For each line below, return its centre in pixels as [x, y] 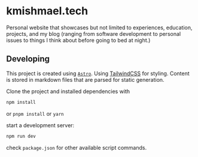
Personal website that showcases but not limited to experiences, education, [99, 27]
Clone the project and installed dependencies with [68, 91]
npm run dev [21, 136]
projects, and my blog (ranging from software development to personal [94, 33]
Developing [28, 59]
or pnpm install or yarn [35, 113]
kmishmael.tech [47, 11]
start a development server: [40, 125]
